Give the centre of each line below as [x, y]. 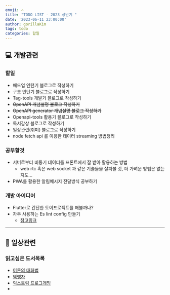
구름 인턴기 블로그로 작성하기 [41, 91]
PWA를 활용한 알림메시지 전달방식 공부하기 [55, 181]
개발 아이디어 [20, 196]
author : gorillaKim [26, 24]
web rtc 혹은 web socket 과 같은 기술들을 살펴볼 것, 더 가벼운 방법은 [88, 168]
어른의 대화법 [26, 270]
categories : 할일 [22, 33]
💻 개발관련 [22, 56]
